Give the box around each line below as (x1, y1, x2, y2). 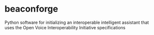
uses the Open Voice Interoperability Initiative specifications (4, 24, 126, 30)
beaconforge (4, 3, 58, 15)
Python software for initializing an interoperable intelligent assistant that (4, 19, 149, 25)
